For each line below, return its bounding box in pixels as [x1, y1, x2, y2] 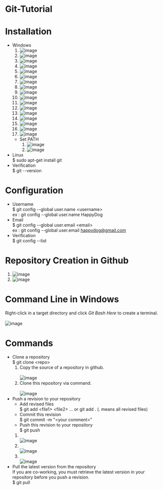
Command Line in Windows [5, 294, 119, 305]
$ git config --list [12, 238, 47, 244]
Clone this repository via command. [19, 380, 92, 386]
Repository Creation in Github [5, 255, 129, 266]
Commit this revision [19, 411, 61, 417]
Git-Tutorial [5, 3, 53, 15]
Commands [5, 338, 54, 349]
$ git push [19, 427, 40, 433]
